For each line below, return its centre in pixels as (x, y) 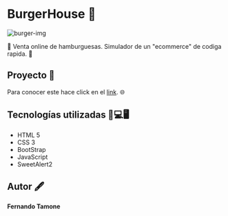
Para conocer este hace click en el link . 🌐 (66, 91)
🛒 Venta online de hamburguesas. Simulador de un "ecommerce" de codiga (114, 46)
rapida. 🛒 (20, 54)
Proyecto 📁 (31, 75)
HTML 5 (29, 135)
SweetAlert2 (35, 164)
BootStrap (31, 149)
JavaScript (32, 157)
